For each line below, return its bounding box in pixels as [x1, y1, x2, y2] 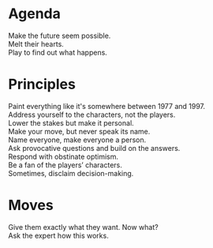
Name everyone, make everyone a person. [8, 135, 147, 145]
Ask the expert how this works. [8, 231, 109, 240]
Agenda [8, 5, 61, 23]
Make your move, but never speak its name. [8, 126, 151, 136]
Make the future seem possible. [8, 31, 111, 40]
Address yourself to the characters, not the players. [8, 110, 176, 119]
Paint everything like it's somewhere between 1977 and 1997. [8, 101, 206, 111]
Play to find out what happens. [8, 47, 108, 57]
